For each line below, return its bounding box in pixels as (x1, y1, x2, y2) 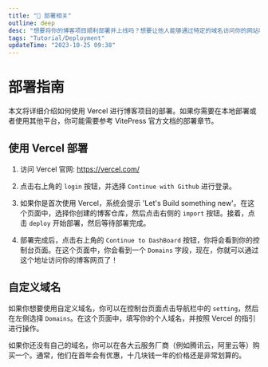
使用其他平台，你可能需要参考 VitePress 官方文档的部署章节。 (14, 116, 219, 126)
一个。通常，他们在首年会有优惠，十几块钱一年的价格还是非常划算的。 (14, 350, 246, 360)
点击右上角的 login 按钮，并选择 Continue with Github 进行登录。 (19, 181, 237, 191)
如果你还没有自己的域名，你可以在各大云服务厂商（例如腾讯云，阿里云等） (8, 340, 253, 349)
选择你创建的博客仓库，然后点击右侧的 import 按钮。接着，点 (54, 208, 255, 218)
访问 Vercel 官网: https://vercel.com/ (19, 164, 140, 174)
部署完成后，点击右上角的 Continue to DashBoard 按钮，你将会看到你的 (19, 235, 254, 244)
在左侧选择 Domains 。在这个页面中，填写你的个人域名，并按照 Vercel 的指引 (8, 313, 256, 323)
